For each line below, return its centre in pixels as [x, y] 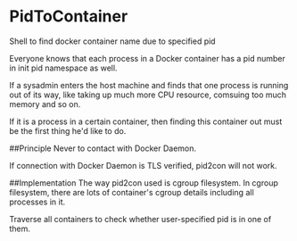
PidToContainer [69, 17]
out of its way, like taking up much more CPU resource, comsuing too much [148, 95]
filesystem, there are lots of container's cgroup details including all [132, 192]
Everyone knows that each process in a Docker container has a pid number [147, 58]
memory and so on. [45, 104]
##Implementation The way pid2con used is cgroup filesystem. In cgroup [144, 183]
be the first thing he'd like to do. [68, 130]
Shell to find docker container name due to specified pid [112, 41]
